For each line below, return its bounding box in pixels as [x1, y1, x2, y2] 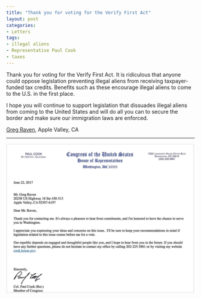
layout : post [6, 16, 39, 22]
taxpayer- [164, 77, 188, 84]
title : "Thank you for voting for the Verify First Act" [6, 10, 151, 16]
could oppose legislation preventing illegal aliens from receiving [6, 77, 163, 84]
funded [6, 84, 25, 91]
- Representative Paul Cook [6, 48, 77, 54]
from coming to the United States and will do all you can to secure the [6, 108, 178, 115]
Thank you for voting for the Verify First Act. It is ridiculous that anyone [6, 71, 181, 78]
